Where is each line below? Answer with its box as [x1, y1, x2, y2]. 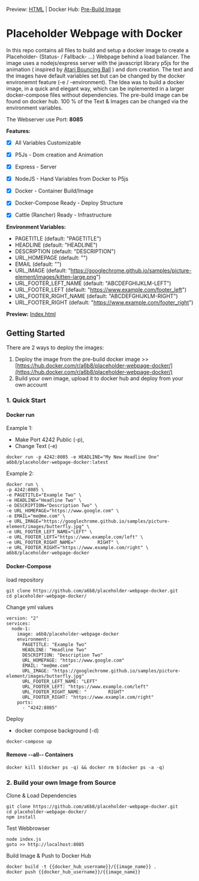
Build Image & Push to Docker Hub [6, 852, 92, 859]
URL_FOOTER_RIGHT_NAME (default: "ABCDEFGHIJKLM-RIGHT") [14, 292, 178, 300]
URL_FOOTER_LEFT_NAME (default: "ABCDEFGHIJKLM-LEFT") [14, 280, 171, 287]
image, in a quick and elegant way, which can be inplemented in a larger [6, 85, 185, 92]
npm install [6, 814, 36, 820]
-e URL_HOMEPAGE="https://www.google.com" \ [6, 508, 119, 514]
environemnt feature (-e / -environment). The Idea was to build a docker [6, 78, 185, 85]
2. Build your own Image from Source [6, 778, 116, 787]
